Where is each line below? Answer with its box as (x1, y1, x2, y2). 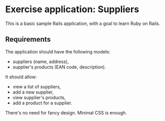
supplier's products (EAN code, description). (12, 64, 107, 70)
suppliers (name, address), (12, 58, 69, 65)
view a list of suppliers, (12, 83, 61, 89)
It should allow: (5, 74, 37, 80)
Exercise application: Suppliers (5, 4, 140, 15)
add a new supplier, (12, 89, 54, 95)
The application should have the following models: (5, 48, 111, 54)
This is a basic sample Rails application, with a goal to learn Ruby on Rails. (5, 20, 160, 26)
